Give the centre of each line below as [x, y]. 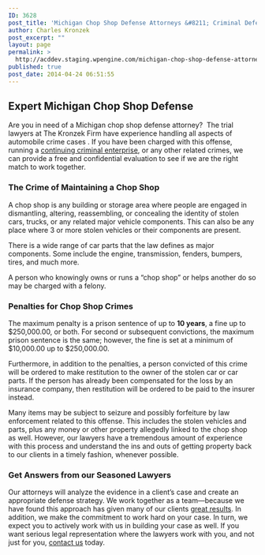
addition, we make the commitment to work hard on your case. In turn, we [128, 517]
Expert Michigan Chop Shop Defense [101, 106]
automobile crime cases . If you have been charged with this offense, [120, 142]
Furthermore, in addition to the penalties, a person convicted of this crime [128, 364]
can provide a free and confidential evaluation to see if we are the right [123, 159]
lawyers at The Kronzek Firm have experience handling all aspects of [120, 133]
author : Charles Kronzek [49, 30]
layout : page [30, 45]
